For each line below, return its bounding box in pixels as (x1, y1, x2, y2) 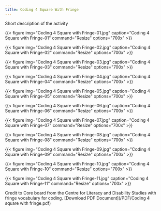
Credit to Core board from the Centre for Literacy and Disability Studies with (5, 190, 156, 195)
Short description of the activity (5, 20, 69, 26)
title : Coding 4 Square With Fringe (5, 7, 79, 12)
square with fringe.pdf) (5, 200, 51, 206)
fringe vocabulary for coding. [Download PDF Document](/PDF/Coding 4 (5, 195, 150, 201)
